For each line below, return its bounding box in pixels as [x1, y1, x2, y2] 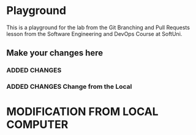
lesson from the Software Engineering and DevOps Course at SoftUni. [6, 30, 183, 37]
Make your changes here [6, 48, 104, 58]
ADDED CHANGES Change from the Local [6, 83, 132, 91]
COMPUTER [6, 118, 69, 131]
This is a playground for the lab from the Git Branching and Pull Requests [6, 24, 190, 31]
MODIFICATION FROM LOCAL [6, 105, 159, 119]
